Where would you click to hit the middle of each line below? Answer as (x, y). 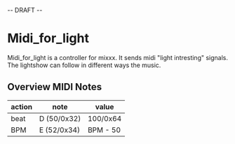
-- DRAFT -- (25, 10)
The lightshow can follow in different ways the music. (84, 65)
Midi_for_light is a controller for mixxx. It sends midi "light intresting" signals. (117, 57)
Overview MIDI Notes (55, 87)
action (22, 106)
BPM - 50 (104, 130)
